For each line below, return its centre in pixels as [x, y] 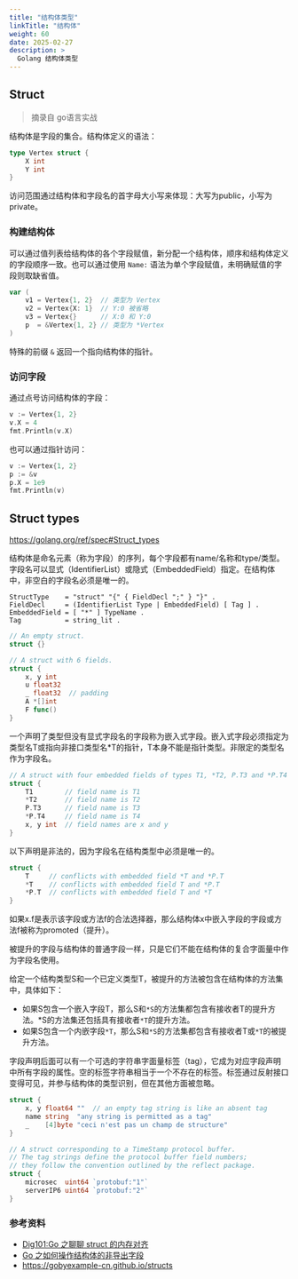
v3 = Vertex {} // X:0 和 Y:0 [88, 317]
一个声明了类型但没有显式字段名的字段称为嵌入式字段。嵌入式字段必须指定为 [149, 736]
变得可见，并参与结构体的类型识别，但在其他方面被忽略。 [114, 1084]
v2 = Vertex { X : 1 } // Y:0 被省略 [87, 309]
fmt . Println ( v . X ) [41, 431]
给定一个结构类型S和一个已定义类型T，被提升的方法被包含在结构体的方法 [143, 979]
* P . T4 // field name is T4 [83, 817]
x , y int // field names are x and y [97, 825]
